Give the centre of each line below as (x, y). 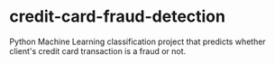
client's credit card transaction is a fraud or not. (98, 50)
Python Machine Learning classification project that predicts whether (137, 41)
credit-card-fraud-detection (117, 17)
